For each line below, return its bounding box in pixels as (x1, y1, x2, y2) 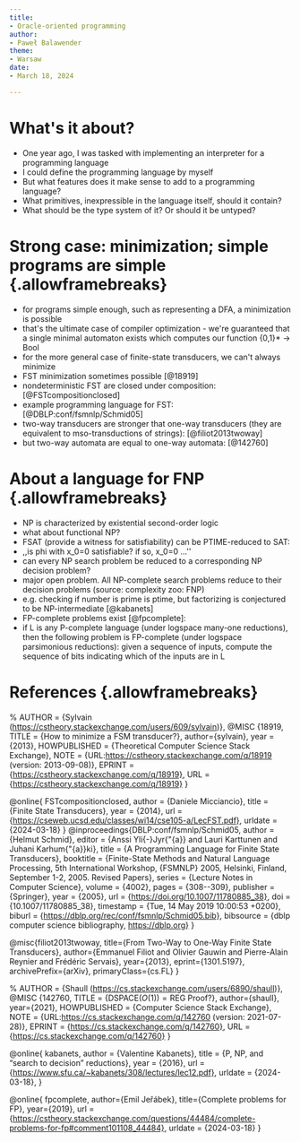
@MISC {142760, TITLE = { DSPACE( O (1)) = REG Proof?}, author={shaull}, (9, 992, 280, 1003)
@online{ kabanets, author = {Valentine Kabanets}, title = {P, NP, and (9, 1048, 264, 1059)
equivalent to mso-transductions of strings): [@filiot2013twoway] (21, 428, 263, 438)
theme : (9, 47, 34, 56)
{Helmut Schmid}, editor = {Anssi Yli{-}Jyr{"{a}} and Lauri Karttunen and (9, 834, 278, 844)
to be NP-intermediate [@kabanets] (21, 602, 154, 614)
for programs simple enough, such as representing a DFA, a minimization (21, 304, 291, 315)
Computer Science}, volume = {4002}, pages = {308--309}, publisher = (9, 881, 275, 892)
